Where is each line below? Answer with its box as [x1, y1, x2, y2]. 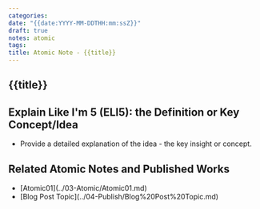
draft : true [8, 26, 48, 34]
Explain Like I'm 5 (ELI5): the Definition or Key [8, 105, 240, 119]
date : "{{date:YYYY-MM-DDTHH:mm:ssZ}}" [8, 19, 142, 27]
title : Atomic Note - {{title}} [8, 49, 116, 57]
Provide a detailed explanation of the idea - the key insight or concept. [19, 139, 252, 148]
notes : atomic [8, 34, 56, 42]
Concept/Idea [8, 117, 78, 132]
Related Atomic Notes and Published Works [8, 162, 230, 175]
